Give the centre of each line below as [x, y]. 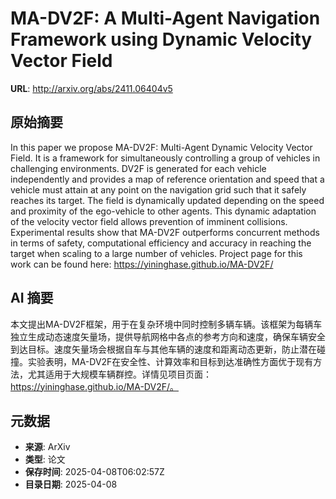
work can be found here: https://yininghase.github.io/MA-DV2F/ [142, 264]
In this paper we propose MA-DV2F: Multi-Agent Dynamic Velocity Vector [161, 147]
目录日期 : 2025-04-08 [71, 484]
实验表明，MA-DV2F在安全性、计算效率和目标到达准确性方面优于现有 [170, 361]
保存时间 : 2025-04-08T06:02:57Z [94, 472]
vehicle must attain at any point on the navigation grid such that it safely [158, 189]
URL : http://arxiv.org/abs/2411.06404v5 [91, 88]
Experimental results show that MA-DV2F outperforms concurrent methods [165, 232]
